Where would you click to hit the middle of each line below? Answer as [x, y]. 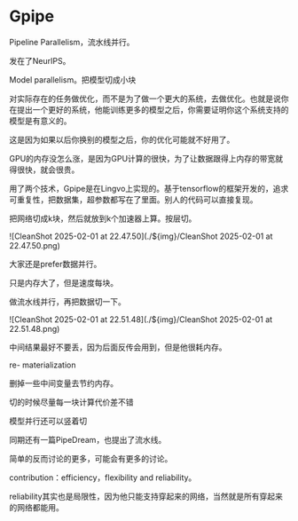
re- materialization [43, 365]
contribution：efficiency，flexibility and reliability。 [103, 478]
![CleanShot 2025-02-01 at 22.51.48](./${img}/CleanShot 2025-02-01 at [141, 319]
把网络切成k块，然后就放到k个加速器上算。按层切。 [103, 218]
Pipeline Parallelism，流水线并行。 [72, 42]
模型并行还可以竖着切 [48, 421]
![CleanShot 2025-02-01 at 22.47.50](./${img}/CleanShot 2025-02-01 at [141, 236]
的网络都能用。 [36, 507]
